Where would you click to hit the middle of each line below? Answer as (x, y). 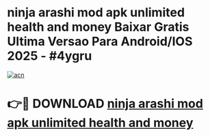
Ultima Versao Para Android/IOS (100, 42)
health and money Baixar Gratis (98, 27)
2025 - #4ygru (50, 56)
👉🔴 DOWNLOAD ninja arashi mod (105, 104)
